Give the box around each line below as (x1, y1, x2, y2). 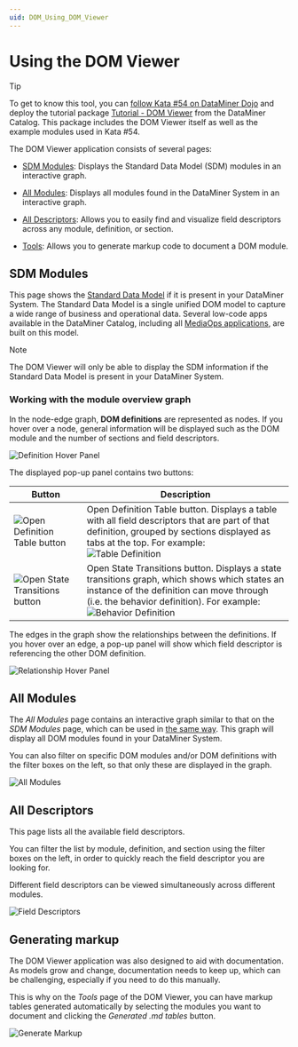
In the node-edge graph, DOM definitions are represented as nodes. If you (9, 414, 284, 424)
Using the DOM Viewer (9, 51, 180, 71)
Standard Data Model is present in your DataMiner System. (9, 371, 224, 382)
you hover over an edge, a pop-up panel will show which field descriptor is (9, 639, 283, 649)
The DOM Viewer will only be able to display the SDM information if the (9, 361, 269, 373)
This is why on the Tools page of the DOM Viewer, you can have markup (9, 992, 273, 1003)
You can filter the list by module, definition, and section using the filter (9, 844, 266, 854)
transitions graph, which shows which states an (86, 573, 285, 585)
